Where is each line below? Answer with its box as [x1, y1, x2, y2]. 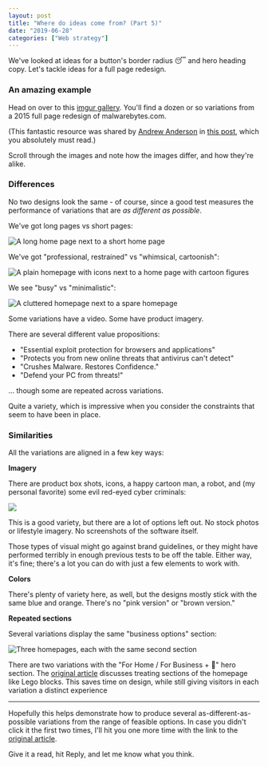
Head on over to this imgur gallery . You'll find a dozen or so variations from [8, 102, 255, 112]
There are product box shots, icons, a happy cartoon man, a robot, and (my [8, 479, 255, 488]
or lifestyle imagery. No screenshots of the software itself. [8, 527, 199, 536]
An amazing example [8, 85, 92, 96]
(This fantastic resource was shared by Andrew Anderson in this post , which [8, 126, 259, 136]
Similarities [8, 429, 53, 440]
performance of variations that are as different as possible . [8, 205, 202, 215]
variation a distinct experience [8, 686, 108, 695]
